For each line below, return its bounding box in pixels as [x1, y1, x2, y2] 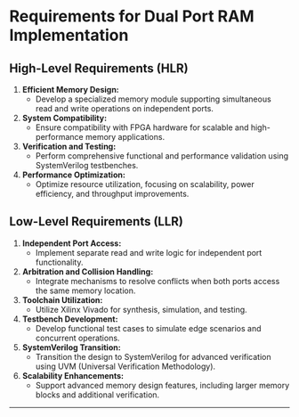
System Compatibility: [21, 113, 108, 123]
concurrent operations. [35, 332, 120, 343]
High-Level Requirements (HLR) [9, 61, 189, 76]
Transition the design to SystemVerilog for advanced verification [35, 351, 271, 362]
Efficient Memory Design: [21, 85, 120, 94]
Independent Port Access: [21, 238, 122, 249]
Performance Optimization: [21, 169, 126, 180]
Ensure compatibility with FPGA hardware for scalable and [35, 122, 249, 133]
